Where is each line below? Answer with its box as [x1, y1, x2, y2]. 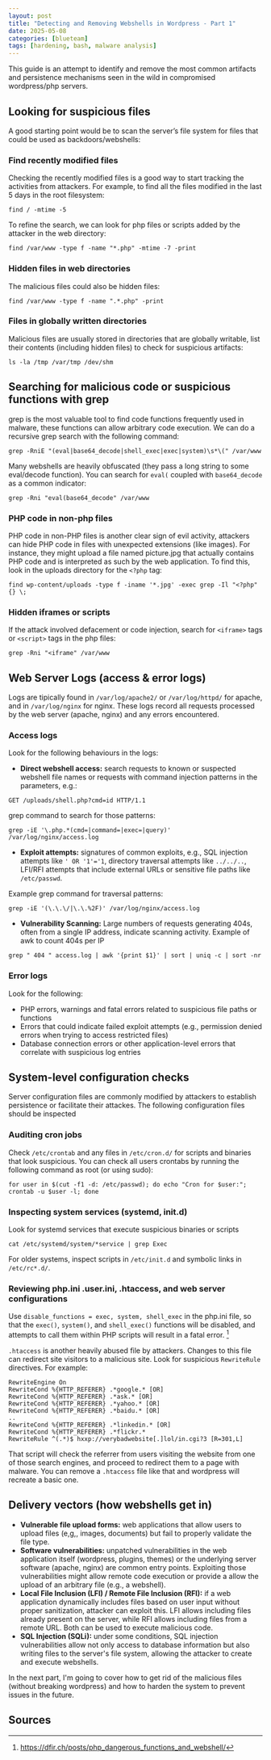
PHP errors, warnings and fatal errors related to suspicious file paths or [19, 1004, 257, 1014]
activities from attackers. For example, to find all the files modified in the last [8, 182, 262, 191]
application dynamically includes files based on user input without [19, 1597, 240, 1607]
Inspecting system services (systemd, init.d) [8, 1206, 188, 1217]
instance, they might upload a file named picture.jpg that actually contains [8, 548, 254, 557]
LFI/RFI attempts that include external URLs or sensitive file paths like [19, 865, 251, 875]
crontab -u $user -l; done [8, 1187, 99, 1195]
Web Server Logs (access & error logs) [8, 671, 206, 685]
